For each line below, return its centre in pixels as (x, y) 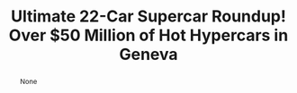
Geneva (148, 55)
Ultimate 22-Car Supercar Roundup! (148, 17)
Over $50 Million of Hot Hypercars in (148, 35)
